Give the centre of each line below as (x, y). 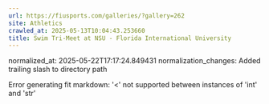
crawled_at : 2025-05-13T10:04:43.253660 (77, 30)
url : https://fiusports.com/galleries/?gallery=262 (96, 16)
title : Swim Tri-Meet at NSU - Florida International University (120, 38)
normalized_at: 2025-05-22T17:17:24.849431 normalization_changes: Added (134, 61)
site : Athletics (35, 23)
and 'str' (22, 94)
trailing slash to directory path (58, 70)
